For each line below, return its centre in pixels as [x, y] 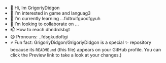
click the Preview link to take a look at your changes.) [66, 55]
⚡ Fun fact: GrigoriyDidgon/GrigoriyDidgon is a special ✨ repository [80, 42]
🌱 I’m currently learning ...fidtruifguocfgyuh [55, 18]
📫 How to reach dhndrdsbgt [40, 29]
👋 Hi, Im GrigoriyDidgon [35, 8]
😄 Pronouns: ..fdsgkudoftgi [39, 37]
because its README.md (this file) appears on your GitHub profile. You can [86, 50]
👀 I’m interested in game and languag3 [50, 13]
